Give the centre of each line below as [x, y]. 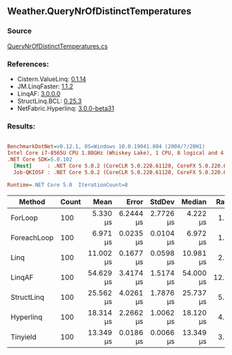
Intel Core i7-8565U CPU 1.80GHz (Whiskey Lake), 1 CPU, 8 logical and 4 [116, 153]
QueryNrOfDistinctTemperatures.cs [58, 46]
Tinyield [23, 336]
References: [28, 64]
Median [194, 202]
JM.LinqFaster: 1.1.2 [45, 86]
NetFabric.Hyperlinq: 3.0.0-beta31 [66, 108]
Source [20, 31]
